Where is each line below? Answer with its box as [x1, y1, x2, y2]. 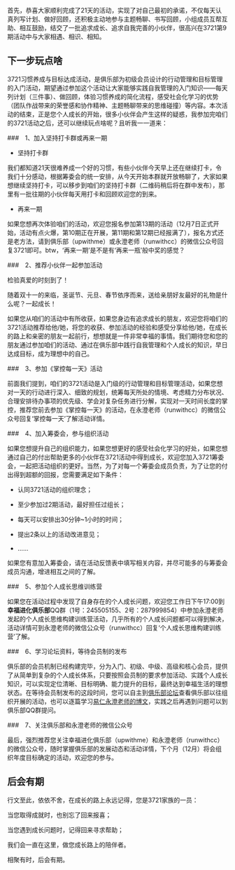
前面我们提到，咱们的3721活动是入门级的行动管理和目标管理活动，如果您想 [7, 379, 223, 387]
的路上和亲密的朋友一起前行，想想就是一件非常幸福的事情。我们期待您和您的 [7, 332, 228, 340]
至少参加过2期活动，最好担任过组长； [17, 500, 126, 509]
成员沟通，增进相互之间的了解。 [7, 567, 99, 575]
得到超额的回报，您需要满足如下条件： [13, 470, 124, 479]
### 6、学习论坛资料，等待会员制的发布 [7, 647, 127, 655]
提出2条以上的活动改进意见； [17, 530, 101, 538]
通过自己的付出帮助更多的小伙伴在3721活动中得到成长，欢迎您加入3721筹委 [7, 453, 225, 461]
